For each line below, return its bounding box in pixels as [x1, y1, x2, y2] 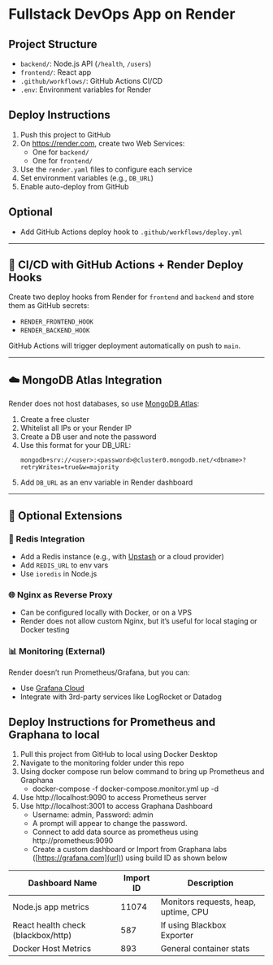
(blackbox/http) [12, 930, 72, 941]
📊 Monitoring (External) [8, 646, 106, 657]
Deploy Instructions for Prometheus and [8, 715, 216, 728]
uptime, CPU [160, 906, 209, 918]
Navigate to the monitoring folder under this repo [19, 758, 184, 768]
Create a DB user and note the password [19, 432, 157, 441]
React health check [12, 919, 87, 931]
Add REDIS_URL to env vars [19, 560, 109, 570]
